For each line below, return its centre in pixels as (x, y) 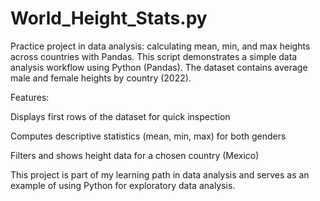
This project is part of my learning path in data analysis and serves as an (160, 174)
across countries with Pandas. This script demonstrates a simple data (154, 56)
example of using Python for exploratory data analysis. (123, 185)
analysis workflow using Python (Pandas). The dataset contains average (159, 67)
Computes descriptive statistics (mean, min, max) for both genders (148, 136)
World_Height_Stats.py (109, 18)
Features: (30, 97)
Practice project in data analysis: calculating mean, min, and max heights (160, 46)
